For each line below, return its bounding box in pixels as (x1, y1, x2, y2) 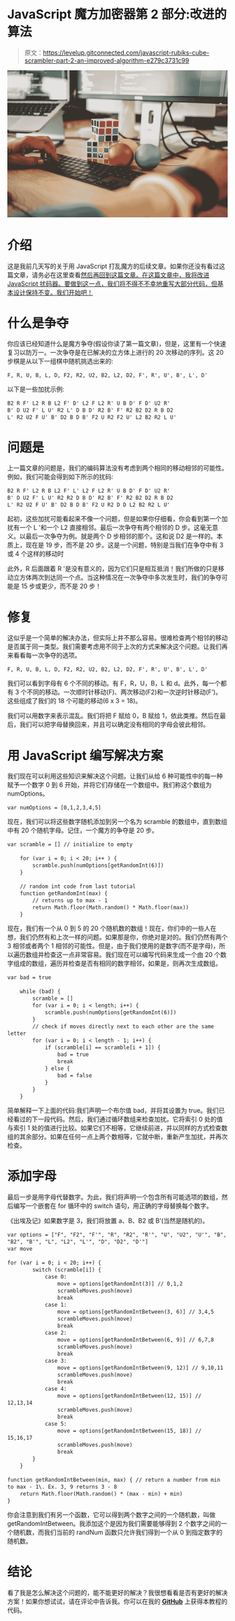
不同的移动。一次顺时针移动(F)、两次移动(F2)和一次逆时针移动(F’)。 (27, 688, 222, 697)
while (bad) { (20, 988, 61, 995)
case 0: (44, 1274, 68, 1281)
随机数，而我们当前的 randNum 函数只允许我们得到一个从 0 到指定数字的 (13, 1528, 222, 1537)
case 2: (44, 1330, 68, 1337)
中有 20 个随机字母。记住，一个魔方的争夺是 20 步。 (7, 826, 159, 835)
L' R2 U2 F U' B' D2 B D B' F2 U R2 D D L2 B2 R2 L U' (7, 501, 171, 508)
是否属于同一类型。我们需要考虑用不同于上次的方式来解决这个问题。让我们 (7, 642, 222, 651)
